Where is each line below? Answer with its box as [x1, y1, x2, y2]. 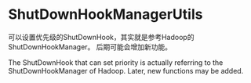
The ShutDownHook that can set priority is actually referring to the [8, 57, 224, 67]
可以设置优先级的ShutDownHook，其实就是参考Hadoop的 [8, 32, 195, 41]
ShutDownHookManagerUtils [8, 5, 203, 23]
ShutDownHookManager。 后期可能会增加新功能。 [8, 41, 173, 52]
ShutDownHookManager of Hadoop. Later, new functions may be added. [8, 66, 244, 75]
